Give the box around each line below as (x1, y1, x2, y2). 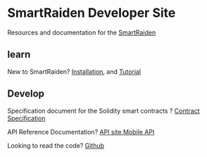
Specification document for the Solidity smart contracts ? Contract (7, 106, 200, 115)
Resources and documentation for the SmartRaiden (7, 28, 156, 37)
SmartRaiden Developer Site (7, 5, 176, 21)
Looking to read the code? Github (7, 141, 104, 149)
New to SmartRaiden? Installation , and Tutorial (7, 67, 142, 75)
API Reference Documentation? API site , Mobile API (7, 127, 155, 136)
